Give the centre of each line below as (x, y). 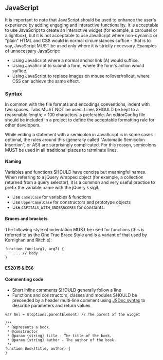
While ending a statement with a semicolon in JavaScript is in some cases (79, 135)
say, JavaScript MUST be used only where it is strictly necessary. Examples (81, 45)
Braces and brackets (26, 219)
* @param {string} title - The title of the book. (59, 336)
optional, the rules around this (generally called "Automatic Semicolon (75, 140)
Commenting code (24, 279)
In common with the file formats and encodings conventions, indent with (77, 104)
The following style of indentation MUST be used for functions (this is (75, 229)
